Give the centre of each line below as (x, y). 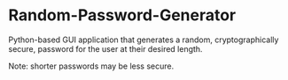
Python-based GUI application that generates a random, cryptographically (144, 40)
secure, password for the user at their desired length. (105, 48)
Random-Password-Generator (122, 15)
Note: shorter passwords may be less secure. (91, 66)
